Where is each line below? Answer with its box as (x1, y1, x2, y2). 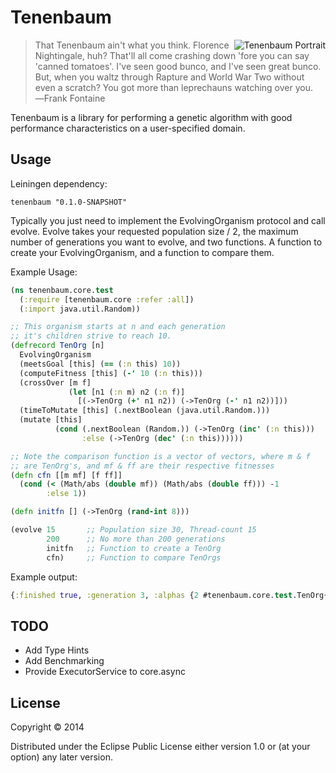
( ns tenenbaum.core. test (10, 285, 114, 295)
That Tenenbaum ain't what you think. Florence (34, 39, 230, 51)
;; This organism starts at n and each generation (10, 322, 226, 332)
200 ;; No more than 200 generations (46, 534, 226, 544)
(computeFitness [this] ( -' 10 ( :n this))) (19, 368, 203, 378)
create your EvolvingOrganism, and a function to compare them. (10, 246, 275, 258)
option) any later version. (10, 751, 113, 763)
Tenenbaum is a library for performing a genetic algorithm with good (10, 111, 293, 123)
